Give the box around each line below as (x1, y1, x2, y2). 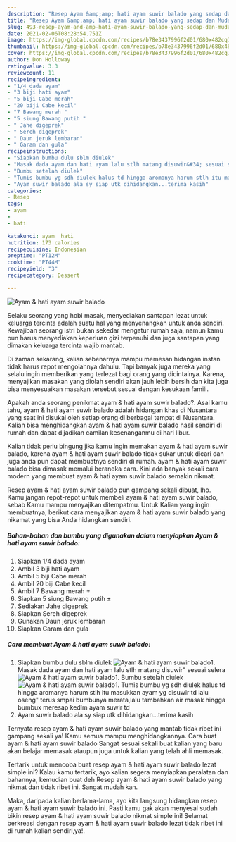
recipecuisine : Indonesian (7, 246, 86, 253)
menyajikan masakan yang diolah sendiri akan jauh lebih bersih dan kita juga (7, 377, 228, 385)
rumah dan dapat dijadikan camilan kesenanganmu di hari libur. (7, 428, 190, 437)
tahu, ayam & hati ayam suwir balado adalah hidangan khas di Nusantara (7, 406, 218, 414)
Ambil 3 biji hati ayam (17, 564, 79, 573)
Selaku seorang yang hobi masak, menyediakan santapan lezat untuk (7, 311, 208, 319)
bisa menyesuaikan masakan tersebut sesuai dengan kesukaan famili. (7, 385, 209, 393)
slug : (7, 23, 23, 30)
